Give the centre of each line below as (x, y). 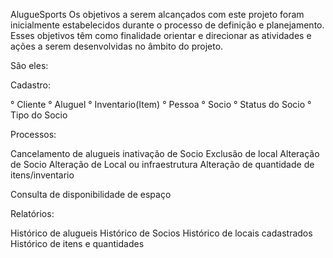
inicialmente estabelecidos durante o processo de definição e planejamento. (167, 25)
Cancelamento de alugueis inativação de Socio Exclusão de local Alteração (165, 153)
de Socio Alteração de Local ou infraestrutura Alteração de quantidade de (162, 164)
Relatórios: (32, 213)
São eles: (29, 65)
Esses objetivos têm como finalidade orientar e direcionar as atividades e (161, 35)
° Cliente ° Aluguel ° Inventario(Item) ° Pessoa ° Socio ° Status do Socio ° (161, 104)
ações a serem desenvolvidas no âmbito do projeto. (117, 46)
